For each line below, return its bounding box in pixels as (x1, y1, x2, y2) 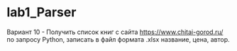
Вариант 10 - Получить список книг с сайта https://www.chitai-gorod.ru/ (6, 28, 224, 36)
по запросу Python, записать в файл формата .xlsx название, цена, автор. (6, 35, 230, 43)
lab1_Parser (6, 4, 77, 21)
